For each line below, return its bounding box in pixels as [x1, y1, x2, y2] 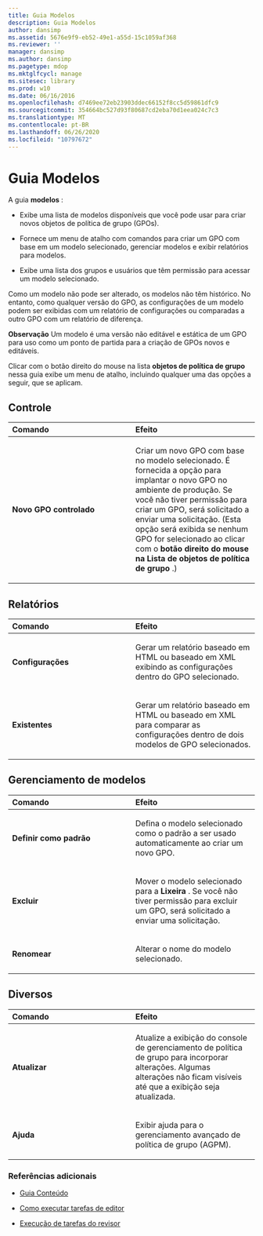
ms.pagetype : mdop [8, 63, 68, 71]
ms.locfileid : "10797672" [8, 135, 92, 144]
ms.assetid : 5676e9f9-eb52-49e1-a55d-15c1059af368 [8, 33, 177, 42]
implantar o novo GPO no [135, 475, 228, 486]
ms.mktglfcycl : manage [8, 70, 82, 78]
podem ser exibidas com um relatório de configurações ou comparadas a [8, 306, 245, 315]
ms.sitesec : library [8, 77, 76, 85]
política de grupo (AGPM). [135, 1139, 232, 1150]
